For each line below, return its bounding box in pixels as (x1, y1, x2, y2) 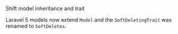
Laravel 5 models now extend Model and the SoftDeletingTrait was (5, 16, 172, 23)
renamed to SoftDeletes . (5, 23, 67, 29)
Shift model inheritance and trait (5, 5, 85, 12)
